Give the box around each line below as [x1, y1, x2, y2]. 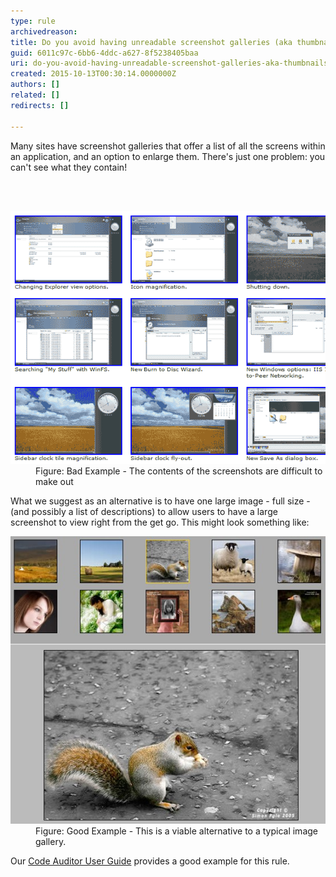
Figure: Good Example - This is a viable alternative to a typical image [35, 825, 318, 837]
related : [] [10, 90, 60, 100]
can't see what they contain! [10, 161, 128, 173]
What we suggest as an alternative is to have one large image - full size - [10, 495, 311, 507]
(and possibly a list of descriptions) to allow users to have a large [10, 506, 278, 518]
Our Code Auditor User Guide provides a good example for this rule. [10, 855, 290, 867]
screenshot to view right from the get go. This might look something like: [10, 516, 310, 529]
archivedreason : [10, 26, 78, 37]
